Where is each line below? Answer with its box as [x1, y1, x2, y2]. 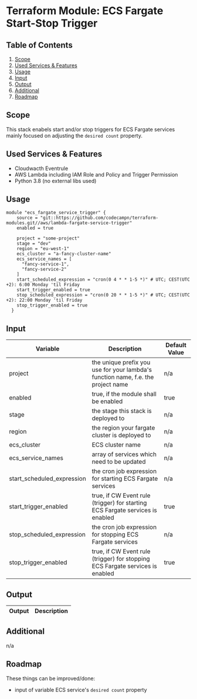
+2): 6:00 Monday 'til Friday [6, 282, 80, 288]
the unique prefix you [91, 358, 151, 367]
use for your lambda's [91, 366, 152, 374]
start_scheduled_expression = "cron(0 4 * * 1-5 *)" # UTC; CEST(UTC [16, 277, 191, 283]
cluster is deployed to [91, 431, 151, 440]
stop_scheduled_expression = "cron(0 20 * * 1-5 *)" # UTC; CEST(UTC [16, 292, 191, 298]
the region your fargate [91, 424, 155, 432]
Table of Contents [6, 40, 73, 50]
